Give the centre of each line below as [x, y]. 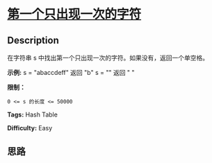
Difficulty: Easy [30, 128]
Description [33, 40]
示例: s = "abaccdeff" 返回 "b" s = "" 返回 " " [71, 72]
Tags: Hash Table [32, 114]
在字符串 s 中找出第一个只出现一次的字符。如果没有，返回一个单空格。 [108, 58]
